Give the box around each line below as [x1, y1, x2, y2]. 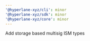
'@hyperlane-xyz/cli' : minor [5, 7, 67, 12]
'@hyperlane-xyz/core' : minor [5, 16, 69, 21]
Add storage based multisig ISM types [5, 30, 85, 36]
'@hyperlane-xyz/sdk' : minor [5, 12, 67, 17]
